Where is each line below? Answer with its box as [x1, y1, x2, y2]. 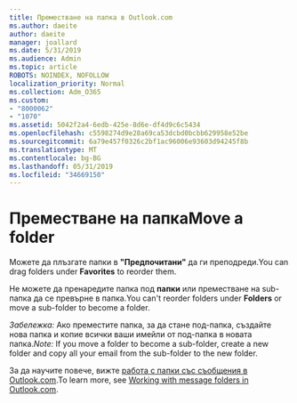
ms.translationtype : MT [9, 145, 98, 154]
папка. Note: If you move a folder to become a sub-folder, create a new [9, 339, 269, 350]
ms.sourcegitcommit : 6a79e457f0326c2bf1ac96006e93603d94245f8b [9, 137, 249, 146]
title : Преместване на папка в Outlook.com [9, 12, 173, 22]
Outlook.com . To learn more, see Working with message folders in [9, 375, 249, 385]
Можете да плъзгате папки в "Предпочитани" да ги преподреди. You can [9, 257, 289, 268]
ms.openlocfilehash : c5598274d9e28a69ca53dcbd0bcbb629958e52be [9, 129, 249, 138]
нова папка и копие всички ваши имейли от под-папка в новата [9, 329, 253, 340]
